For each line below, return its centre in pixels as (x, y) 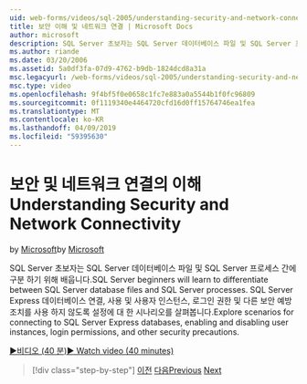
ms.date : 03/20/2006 (49, 60)
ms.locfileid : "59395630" (58, 137)
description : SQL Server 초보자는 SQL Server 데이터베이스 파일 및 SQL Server (151, 43)
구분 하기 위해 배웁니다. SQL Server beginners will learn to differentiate (139, 279)
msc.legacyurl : (38, 78)
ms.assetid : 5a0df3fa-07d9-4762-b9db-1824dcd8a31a (108, 69)
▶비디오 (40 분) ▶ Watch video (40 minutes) (92, 350)
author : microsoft (44, 35)
